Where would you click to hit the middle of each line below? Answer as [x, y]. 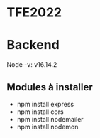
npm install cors [40, 112]
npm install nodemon [48, 127]
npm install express [45, 104]
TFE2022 [34, 12]
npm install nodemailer [50, 119]
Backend [33, 45]
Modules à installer [50, 87]
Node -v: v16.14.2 [32, 65]
